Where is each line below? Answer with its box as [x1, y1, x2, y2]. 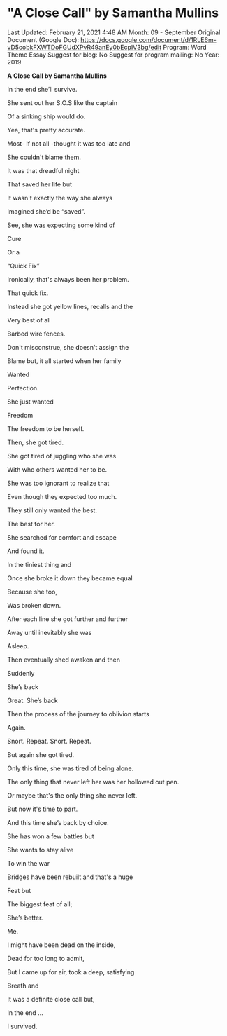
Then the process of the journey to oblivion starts [7, 709, 150, 718]
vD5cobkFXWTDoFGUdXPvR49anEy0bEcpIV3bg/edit [7, 43, 162, 51]
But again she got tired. [7, 750, 75, 758]
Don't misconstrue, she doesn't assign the [7, 343, 129, 351]
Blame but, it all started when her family [7, 356, 122, 365]
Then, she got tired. [7, 438, 64, 447]
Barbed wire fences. [7, 329, 66, 338]
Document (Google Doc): [7, 35, 79, 43]
